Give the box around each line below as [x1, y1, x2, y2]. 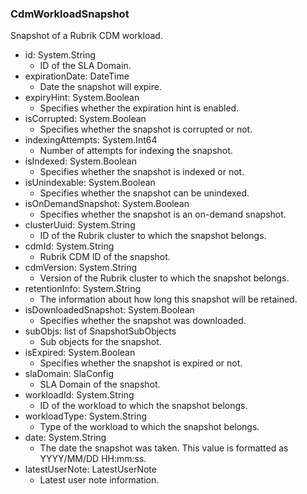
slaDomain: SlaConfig [24, 368, 114, 380]
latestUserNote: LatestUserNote [24, 463, 157, 476]
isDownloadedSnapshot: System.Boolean [24, 304, 195, 316]
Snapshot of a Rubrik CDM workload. [10, 30, 163, 42]
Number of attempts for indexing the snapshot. [39, 145, 233, 157]
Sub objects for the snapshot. [39, 336, 162, 348]
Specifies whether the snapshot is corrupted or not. [39, 123, 253, 136]
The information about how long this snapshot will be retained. [39, 293, 298, 306]
